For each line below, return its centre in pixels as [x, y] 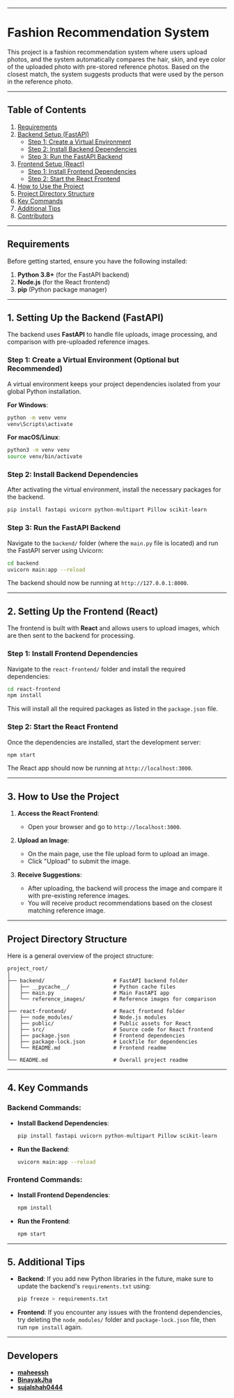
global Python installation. [44, 391]
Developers [33, 1356]
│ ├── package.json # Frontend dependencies [96, 1036]
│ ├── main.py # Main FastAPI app [88, 993]
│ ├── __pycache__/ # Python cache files [92, 987]
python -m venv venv [37, 418]
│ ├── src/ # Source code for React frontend [110, 1030]
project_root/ [28, 969]
